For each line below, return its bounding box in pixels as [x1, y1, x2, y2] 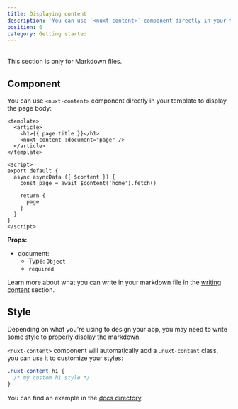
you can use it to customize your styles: [7, 354, 124, 362]
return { [20, 192, 46, 199]
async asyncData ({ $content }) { [13, 174, 115, 181]
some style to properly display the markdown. [7, 332, 142, 341]
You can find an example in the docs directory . [7, 393, 143, 402]
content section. [7, 286, 55, 294]
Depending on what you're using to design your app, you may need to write [7, 325, 228, 333]
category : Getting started [7, 30, 87, 38]
